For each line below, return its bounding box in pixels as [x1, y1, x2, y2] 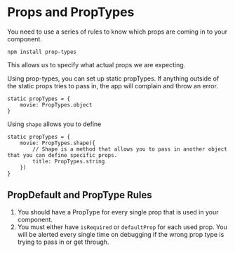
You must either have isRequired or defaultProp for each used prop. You [17, 222, 228, 231]
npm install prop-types [7, 48, 77, 55]
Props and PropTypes [7, 4, 135, 20]
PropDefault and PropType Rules [7, 189, 152, 201]
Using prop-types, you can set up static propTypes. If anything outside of [7, 74, 220, 83]
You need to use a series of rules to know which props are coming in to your [7, 27, 228, 36]
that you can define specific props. [7, 151, 118, 158]
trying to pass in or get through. [17, 238, 109, 246]
